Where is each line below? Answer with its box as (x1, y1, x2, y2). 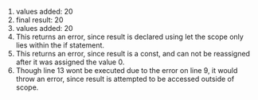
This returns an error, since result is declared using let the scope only (15, 32, 244, 41)
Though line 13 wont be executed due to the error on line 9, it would (15, 66, 238, 75)
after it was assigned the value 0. (15, 57, 125, 67)
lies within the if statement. (15, 40, 105, 50)
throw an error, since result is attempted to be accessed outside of (15, 75, 235, 83)
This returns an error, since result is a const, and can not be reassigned (15, 49, 251, 58)
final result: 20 (15, 15, 64, 25)
